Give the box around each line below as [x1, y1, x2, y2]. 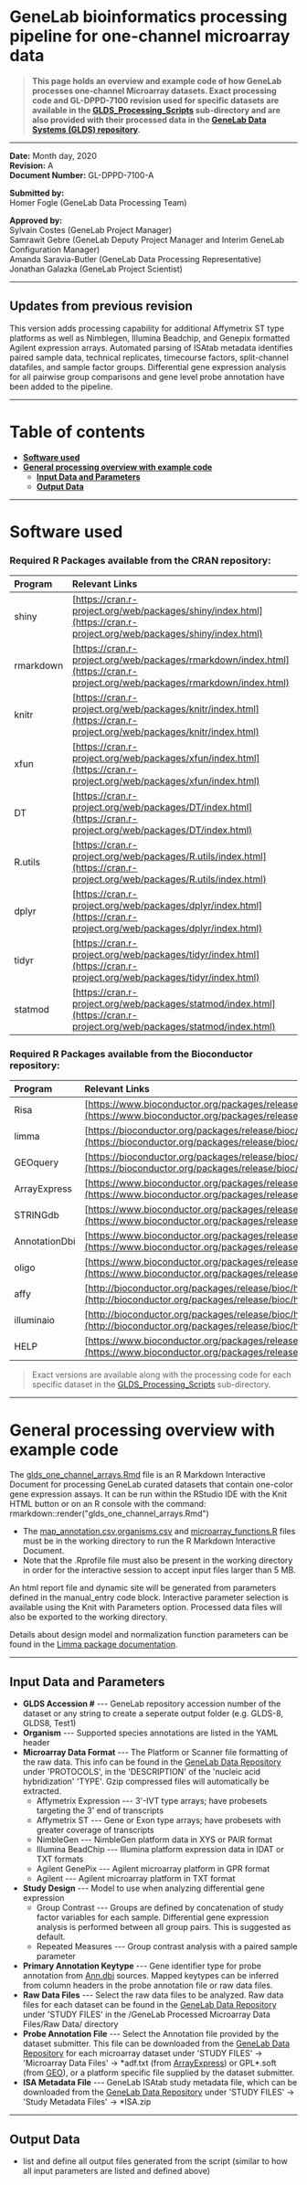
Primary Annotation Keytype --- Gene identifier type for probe [22, 1960, 262, 1971]
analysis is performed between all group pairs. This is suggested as [36, 1922, 291, 1933]
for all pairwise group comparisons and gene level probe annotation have [9, 371, 285, 382]
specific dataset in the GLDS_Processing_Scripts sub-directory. [31, 1379, 271, 1390]
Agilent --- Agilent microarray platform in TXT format [36, 1873, 236, 1884]
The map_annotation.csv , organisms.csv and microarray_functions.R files [22, 1526, 296, 1537]
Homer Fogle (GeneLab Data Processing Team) [9, 196, 187, 207]
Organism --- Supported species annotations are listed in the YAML [22, 1727, 279, 1738]
